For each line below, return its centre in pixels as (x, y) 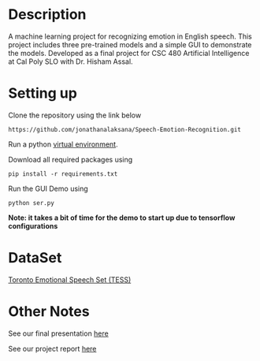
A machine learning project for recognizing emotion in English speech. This (130, 36)
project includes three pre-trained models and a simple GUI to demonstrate (130, 44)
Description (47, 15)
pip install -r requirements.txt (63, 174)
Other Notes (49, 311)
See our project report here (52, 348)
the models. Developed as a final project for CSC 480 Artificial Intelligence (129, 53)
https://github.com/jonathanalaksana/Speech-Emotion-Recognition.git (125, 129)
